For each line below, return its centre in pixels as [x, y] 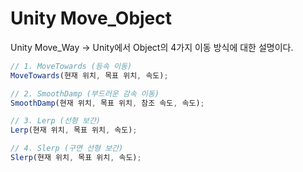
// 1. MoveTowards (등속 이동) [71, 66]
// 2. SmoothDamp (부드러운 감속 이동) [85, 93]
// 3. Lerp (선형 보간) [55, 121]
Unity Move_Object [91, 18]
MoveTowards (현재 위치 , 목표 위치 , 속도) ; [89, 75]
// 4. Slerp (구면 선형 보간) [67, 148]
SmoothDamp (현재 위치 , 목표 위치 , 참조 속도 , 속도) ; [107, 103]
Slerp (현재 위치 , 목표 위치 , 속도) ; [76, 158]
